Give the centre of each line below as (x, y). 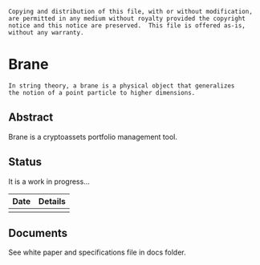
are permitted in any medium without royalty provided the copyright (127, 18)
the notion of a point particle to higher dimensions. (102, 92)
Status (25, 162)
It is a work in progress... (49, 181)
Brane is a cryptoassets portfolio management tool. (93, 137)
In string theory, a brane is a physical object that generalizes (122, 86)
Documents (38, 233)
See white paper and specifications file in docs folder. (97, 252)
